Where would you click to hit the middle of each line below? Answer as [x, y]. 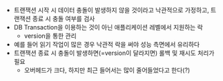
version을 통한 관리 [50, 36]
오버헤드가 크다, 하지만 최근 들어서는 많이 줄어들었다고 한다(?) [107, 70]
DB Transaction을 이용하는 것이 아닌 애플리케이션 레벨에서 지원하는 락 [108, 27]
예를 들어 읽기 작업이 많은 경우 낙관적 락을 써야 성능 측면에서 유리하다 [107, 44]
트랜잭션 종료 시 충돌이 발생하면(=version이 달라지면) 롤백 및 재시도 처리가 [114, 53]
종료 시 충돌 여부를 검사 [64, 19]
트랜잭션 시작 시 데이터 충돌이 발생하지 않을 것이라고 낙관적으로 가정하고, [111, 10]
